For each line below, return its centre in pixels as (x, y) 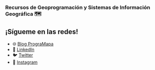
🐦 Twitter (23, 55)
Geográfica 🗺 (23, 14)
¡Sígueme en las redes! (42, 32)
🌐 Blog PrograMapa (33, 44)
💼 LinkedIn (23, 49)
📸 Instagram (25, 62)
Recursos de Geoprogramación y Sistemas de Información (78, 7)
